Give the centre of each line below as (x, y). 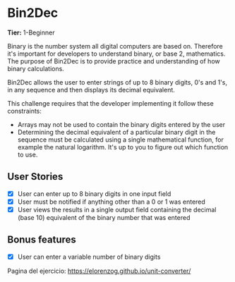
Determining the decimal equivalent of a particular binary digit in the (116, 132)
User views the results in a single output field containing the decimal (117, 209)
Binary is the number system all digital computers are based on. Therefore (115, 46)
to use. (28, 154)
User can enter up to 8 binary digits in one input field (94, 194)
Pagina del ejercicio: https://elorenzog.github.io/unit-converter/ (99, 271)
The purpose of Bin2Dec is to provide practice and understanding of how (114, 61)
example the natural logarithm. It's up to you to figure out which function (123, 147)
